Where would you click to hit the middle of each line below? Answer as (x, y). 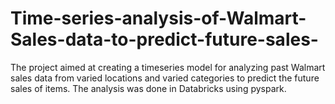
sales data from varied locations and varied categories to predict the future (165, 78)
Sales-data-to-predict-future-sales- (164, 39)
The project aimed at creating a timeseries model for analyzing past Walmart (168, 67)
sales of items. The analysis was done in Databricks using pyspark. (148, 88)
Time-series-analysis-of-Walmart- (158, 18)
